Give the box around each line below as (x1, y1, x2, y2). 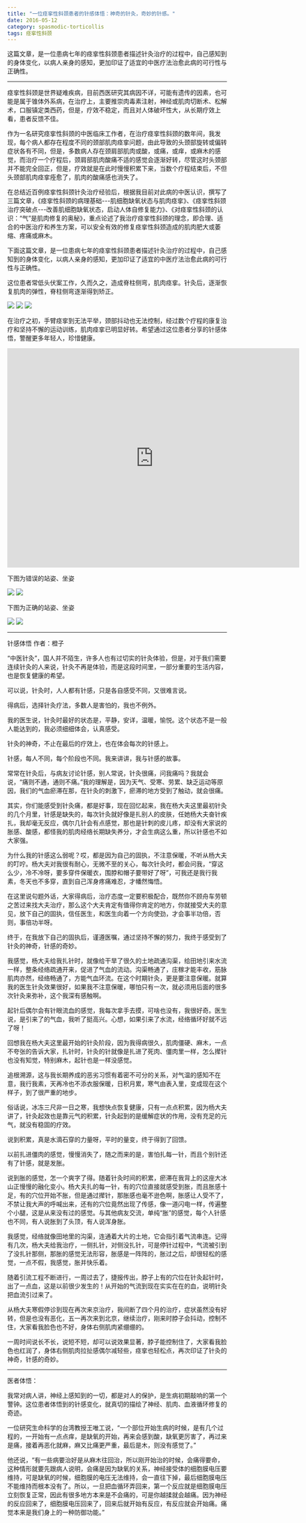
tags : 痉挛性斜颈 (7, 29, 52, 37)
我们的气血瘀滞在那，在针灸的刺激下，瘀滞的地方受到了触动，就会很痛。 (19, 786, 227, 795)
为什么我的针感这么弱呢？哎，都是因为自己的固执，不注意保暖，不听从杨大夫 (7, 850, 227, 859)
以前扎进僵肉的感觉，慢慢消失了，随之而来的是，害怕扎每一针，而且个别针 (7, 1150, 221, 1158)
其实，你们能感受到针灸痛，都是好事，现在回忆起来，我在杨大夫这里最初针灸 (7, 801, 227, 809)
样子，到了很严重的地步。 (7, 1088, 81, 1096)
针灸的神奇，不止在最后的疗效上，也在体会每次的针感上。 (7, 739, 172, 747)
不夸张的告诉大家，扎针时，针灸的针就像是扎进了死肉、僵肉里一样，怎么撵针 (7, 1047, 227, 1056)
